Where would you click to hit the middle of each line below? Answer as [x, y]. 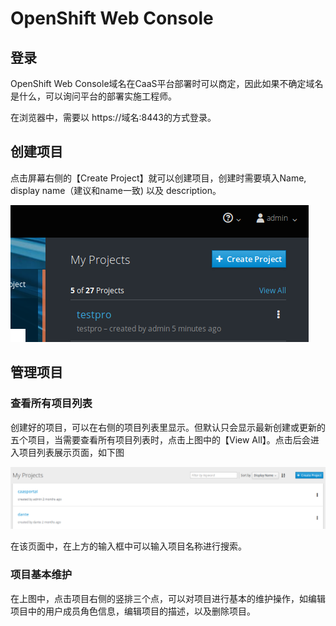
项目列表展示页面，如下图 [71, 452]
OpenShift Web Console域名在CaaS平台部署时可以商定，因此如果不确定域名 [167, 83]
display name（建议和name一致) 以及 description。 [116, 190]
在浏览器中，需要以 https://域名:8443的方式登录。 [113, 117]
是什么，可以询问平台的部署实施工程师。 [93, 96]
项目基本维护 [41, 575]
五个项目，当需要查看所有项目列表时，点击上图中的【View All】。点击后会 [160, 439]
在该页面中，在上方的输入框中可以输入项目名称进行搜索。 [128, 546]
